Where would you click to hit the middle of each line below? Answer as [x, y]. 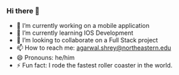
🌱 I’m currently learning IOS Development [75, 33]
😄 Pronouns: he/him [45, 58]
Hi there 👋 [23, 11]
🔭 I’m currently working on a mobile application [83, 26]
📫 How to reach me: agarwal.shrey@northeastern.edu [94, 48]
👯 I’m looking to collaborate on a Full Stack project [87, 40]
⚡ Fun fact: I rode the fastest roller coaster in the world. [94, 65]
